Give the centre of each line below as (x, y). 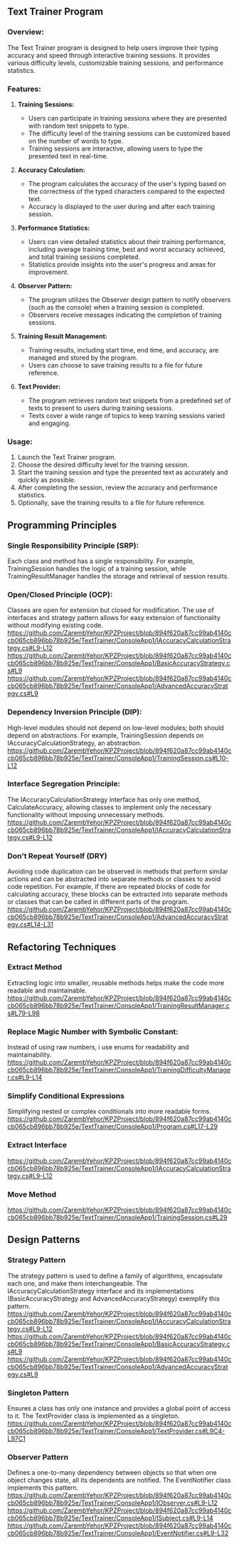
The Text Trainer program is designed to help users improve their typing (113, 47)
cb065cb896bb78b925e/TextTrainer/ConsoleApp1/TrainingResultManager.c (118, 1005)
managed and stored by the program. (83, 357)
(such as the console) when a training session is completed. (116, 307)
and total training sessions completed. (84, 257)
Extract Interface (37, 1145)
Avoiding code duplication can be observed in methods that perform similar (118, 872)
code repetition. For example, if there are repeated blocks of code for (109, 887)
